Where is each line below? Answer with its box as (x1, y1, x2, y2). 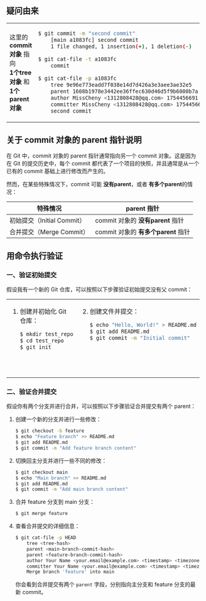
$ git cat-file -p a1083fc (37, 74, 117, 82)
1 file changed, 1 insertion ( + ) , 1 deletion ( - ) (50, 42, 192, 50)
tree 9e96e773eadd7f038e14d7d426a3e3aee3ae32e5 (50, 81, 192, 88)
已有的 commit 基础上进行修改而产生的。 (6, 168, 109, 175)
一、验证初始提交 (6, 270, 57, 279)
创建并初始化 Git (20, 307, 67, 316)
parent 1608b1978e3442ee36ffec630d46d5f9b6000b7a (50, 88, 199, 95)
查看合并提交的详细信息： (15, 522, 80, 530)
